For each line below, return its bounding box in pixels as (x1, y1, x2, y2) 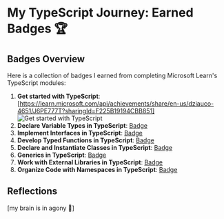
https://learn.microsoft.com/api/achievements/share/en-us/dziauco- (19, 99, 214, 108)
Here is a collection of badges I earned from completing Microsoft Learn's (7, 71, 218, 79)
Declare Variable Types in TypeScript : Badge (17, 122, 148, 129)
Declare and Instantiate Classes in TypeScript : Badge (17, 144, 173, 151)
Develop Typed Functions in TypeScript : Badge (17, 136, 155, 144)
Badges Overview (7, 53, 85, 65)
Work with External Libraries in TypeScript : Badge (17, 158, 163, 166)
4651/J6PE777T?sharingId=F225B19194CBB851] (17, 107, 155, 115)
